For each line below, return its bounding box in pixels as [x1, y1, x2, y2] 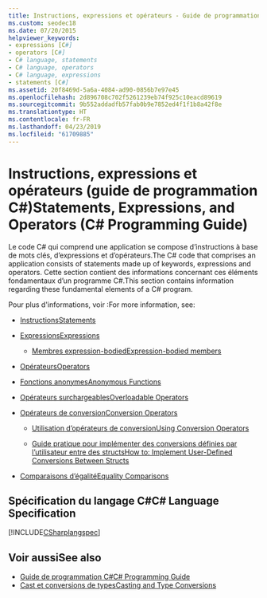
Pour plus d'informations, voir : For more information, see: [8, 300, 196, 309]
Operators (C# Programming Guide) [8, 215, 249, 234]
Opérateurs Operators [19, 361, 90, 371]
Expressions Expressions [19, 330, 100, 340]
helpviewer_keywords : [8, 33, 80, 42]
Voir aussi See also [8, 551, 102, 565]
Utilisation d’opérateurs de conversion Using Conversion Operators [31, 423, 250, 433]
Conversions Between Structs [31, 455, 130, 465]
